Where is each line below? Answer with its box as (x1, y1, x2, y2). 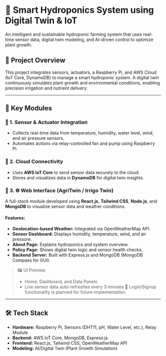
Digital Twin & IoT (5, 15, 78, 26)
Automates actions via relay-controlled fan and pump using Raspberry (12, 140, 156, 146)
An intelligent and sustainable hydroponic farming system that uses (5, 31, 142, 37)
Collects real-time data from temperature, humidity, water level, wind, (12, 130, 154, 136)
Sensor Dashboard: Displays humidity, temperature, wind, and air (12, 231, 147, 237)
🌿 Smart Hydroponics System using (5, 4, 154, 16)
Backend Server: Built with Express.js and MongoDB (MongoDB (12, 252, 143, 258)
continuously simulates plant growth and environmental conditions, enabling (5, 80, 161, 86)
